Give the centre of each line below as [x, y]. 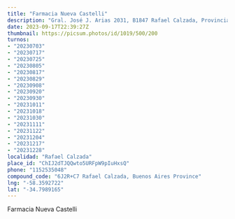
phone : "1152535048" [37, 170]
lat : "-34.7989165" [36, 190]
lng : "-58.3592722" [36, 183]
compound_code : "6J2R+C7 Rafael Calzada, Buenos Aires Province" [104, 176]
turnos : [19, 40]
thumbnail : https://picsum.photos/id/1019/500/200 [83, 33]
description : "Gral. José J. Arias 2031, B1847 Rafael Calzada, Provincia [119, 20]
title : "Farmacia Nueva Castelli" [58, 14]
